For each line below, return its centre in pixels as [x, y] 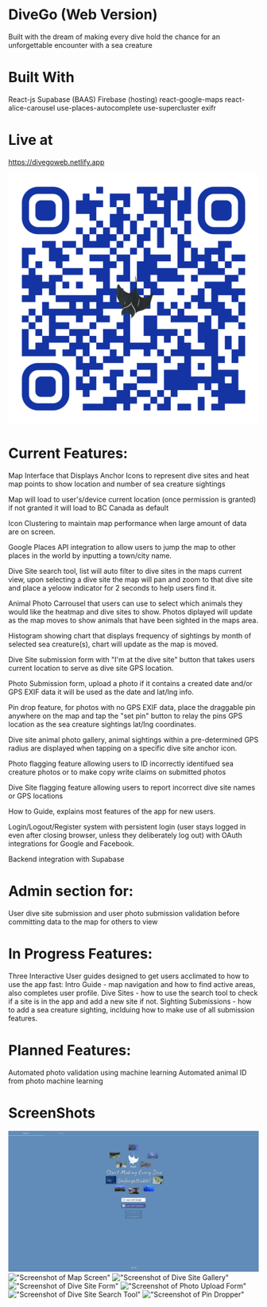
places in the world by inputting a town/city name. [90, 556]
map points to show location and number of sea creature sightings [117, 484]
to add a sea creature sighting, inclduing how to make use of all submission [132, 1009]
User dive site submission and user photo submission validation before [124, 913]
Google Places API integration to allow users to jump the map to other [122, 547]
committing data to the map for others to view [83, 922]
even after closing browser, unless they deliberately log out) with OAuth [125, 835]
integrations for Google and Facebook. [72, 843]
